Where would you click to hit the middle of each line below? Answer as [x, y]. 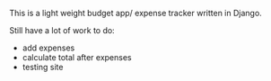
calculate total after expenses [77, 57]
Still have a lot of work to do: [62, 30]
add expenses [48, 48]
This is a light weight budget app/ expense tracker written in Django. [135, 13]
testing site [43, 67]
